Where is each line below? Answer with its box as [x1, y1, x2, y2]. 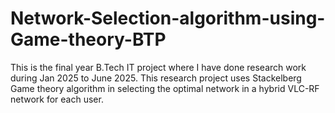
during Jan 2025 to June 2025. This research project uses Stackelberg [10, 72, 302, 84]
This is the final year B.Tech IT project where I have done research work [10, 61, 307, 73]
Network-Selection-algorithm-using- [10, 7, 326, 30]
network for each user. [10, 93, 104, 105]
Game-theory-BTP [10, 28, 167, 51]
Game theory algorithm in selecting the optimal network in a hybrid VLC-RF [10, 82, 320, 94]
